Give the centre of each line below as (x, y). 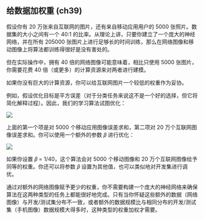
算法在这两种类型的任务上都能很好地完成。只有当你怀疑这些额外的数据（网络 (102, 194)
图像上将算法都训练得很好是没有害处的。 (62, 49)
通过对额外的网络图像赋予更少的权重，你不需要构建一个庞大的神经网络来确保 (102, 187)
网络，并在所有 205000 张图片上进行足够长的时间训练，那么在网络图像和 (98, 42)
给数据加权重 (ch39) (44, 11)
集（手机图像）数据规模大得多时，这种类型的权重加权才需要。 (83, 209)
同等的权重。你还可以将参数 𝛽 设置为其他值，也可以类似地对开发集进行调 (97, 166)
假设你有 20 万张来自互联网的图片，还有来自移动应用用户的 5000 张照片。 (99, 27)
